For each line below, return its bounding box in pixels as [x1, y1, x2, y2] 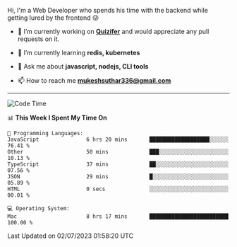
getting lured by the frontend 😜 [7, 13, 99, 22]
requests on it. [17, 35, 60, 43]
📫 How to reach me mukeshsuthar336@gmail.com [17, 76, 171, 84]
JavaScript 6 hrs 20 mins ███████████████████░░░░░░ [7, 136, 229, 143]
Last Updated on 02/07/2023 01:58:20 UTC [7, 231, 134, 240]
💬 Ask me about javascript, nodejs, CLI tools [17, 62, 149, 70]
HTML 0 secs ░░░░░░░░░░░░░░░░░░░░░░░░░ [7, 185, 229, 193]
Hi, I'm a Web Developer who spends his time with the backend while [7, 6, 208, 14]
